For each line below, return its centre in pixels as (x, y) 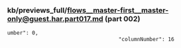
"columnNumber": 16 (146, 40)
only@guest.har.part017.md (55, 19)
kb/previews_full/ (37, 10)
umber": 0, (23, 33)
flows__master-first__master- (118, 10)
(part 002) (122, 19)
